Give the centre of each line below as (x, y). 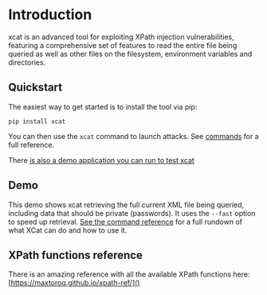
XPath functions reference (76, 255)
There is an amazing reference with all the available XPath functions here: (129, 274)
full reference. (31, 145)
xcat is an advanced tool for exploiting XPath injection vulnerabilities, (122, 37)
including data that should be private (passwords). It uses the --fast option (132, 213)
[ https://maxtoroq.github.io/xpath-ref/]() (74, 283)
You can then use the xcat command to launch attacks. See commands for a (133, 136)
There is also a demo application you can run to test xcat (102, 160)
